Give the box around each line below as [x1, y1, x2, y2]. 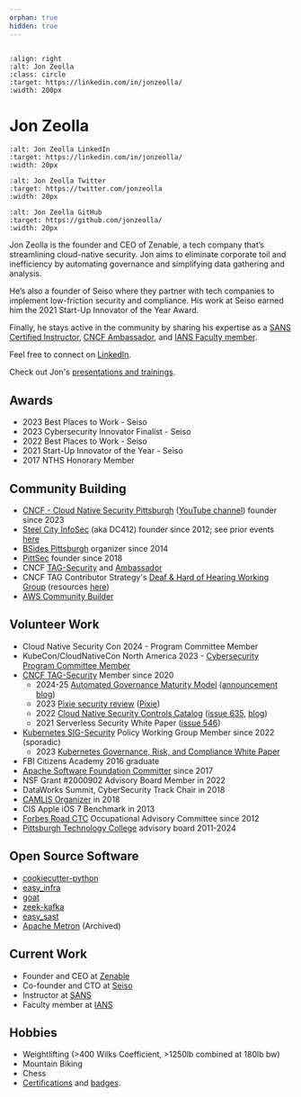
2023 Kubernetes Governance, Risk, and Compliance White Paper [35, 746, 280, 757]
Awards [9, 392, 54, 408]
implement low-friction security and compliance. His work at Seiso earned [9, 295, 285, 306]
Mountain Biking [22, 1058, 83, 1069]
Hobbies [9, 1025, 58, 1040]
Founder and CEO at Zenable [22, 970, 130, 981]
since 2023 [22, 515, 65, 526]
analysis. [9, 268, 42, 279]
